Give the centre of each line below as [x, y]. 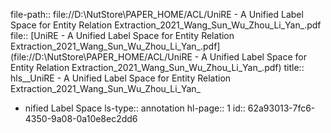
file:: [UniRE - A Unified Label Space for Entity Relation [122, 35]
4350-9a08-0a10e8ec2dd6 [81, 118]
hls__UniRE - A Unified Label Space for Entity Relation [121, 78]
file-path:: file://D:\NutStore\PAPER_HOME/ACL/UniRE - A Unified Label [157, 14]
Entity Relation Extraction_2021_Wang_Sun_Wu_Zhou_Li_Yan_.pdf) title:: [157, 67]
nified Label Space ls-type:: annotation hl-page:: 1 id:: [135, 108]
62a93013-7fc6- [281, 108]
